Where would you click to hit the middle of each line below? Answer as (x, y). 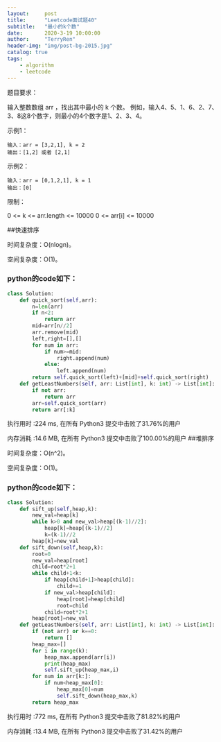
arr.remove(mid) (55, 333)
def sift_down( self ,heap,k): (62, 547)
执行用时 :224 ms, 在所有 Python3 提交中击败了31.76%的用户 (94, 424)
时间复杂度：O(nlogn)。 (41, 244)
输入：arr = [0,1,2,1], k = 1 (49, 180)
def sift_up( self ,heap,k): (59, 509)
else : (52, 365)
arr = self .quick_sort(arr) (70, 403)
